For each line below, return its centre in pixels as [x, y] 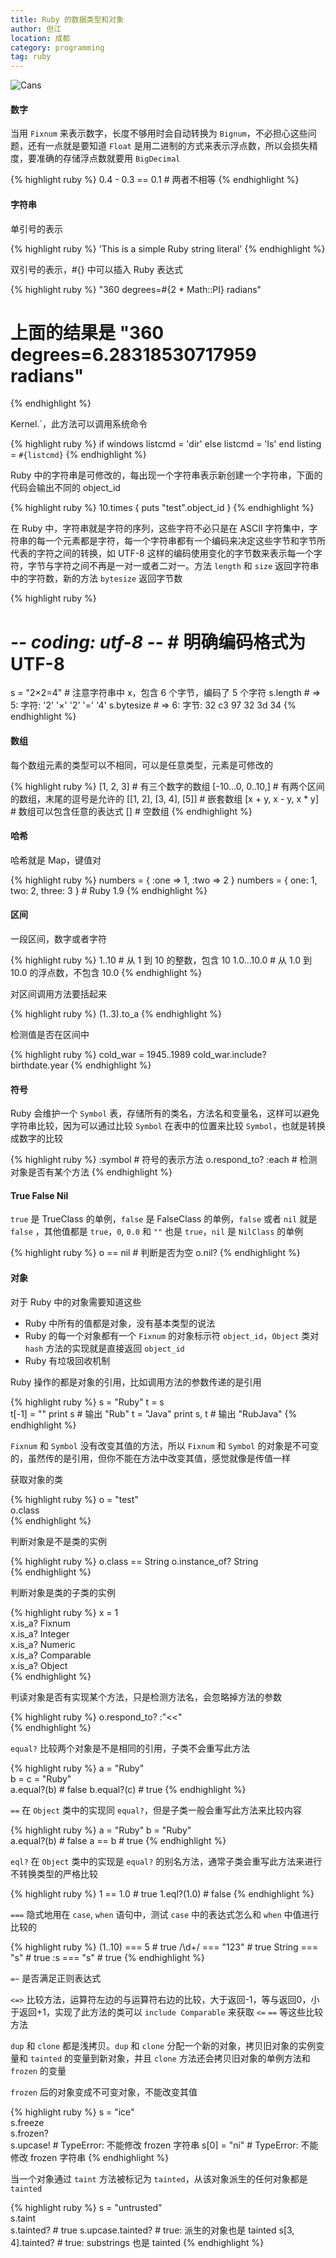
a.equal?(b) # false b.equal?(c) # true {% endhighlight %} [128, 1789]
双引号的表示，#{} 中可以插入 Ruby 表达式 [97, 269]
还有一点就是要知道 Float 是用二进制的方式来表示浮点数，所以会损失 [168, 146]
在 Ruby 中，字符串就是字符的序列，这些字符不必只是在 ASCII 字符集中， [160, 528]
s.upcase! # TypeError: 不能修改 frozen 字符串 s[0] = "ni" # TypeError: [154, 2145]
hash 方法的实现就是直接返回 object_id [104, 1348]
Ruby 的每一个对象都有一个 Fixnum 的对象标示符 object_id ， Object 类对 [172, 1335]
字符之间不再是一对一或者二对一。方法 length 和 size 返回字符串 [186, 566]
